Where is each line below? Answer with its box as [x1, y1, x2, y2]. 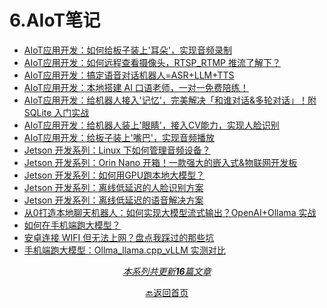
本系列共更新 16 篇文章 [122, 265, 212, 277]
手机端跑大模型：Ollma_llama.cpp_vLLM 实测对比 [23, 244, 226, 256]
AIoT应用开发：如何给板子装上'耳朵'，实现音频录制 [23, 44, 232, 56]
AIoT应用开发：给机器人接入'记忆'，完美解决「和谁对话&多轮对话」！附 [23, 94, 317, 106]
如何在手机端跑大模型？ [23, 219, 121, 231]
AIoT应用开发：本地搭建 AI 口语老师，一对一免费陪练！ [23, 81, 249, 93]
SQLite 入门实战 [23, 106, 90, 118]
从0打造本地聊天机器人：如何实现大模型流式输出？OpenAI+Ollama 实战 [23, 206, 317, 218]
